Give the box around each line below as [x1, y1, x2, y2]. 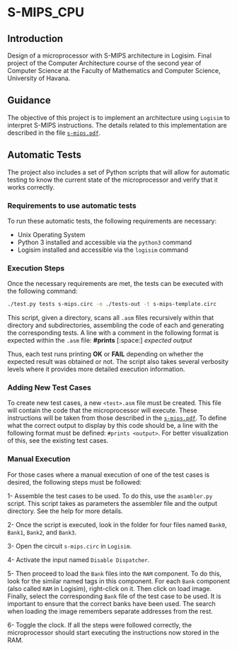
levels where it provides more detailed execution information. [7, 365, 185, 373]
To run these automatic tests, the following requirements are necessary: [7, 216, 217, 225]
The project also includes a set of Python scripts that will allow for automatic [7, 167, 230, 176]
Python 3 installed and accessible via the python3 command [17, 238, 192, 246]
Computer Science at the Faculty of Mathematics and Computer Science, [7, 67, 221, 75]
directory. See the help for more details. [7, 507, 123, 515]
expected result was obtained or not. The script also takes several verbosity [7, 358, 229, 366]
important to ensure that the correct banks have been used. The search [7, 599, 216, 607]
